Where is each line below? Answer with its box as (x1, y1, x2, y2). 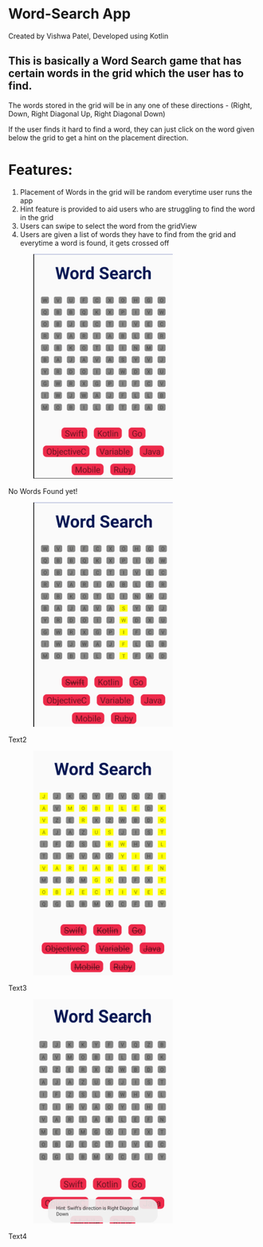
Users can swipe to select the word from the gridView (19, 221, 198, 231)
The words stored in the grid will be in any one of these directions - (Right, (8, 101, 253, 110)
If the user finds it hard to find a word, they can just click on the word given (8, 124, 255, 134)
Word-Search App (8, 5, 131, 23)
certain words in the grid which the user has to (8, 67, 245, 81)
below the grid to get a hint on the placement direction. (8, 132, 189, 142)
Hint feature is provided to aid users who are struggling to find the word (19, 204, 255, 214)
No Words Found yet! (8, 486, 78, 495)
